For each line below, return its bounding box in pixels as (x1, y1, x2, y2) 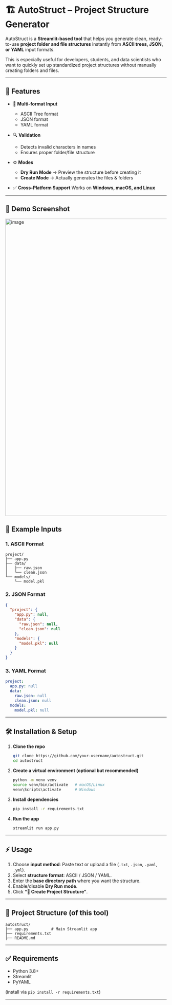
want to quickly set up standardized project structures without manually (5, 62, 157, 68)
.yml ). (12, 867, 26, 873)
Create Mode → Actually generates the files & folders (20, 174, 134, 180)
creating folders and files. (5, 67, 60, 74)
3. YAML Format (5, 667, 46, 674)
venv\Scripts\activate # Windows (12, 787, 96, 792)
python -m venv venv (12, 777, 57, 783)
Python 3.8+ (12, 967, 39, 974)
